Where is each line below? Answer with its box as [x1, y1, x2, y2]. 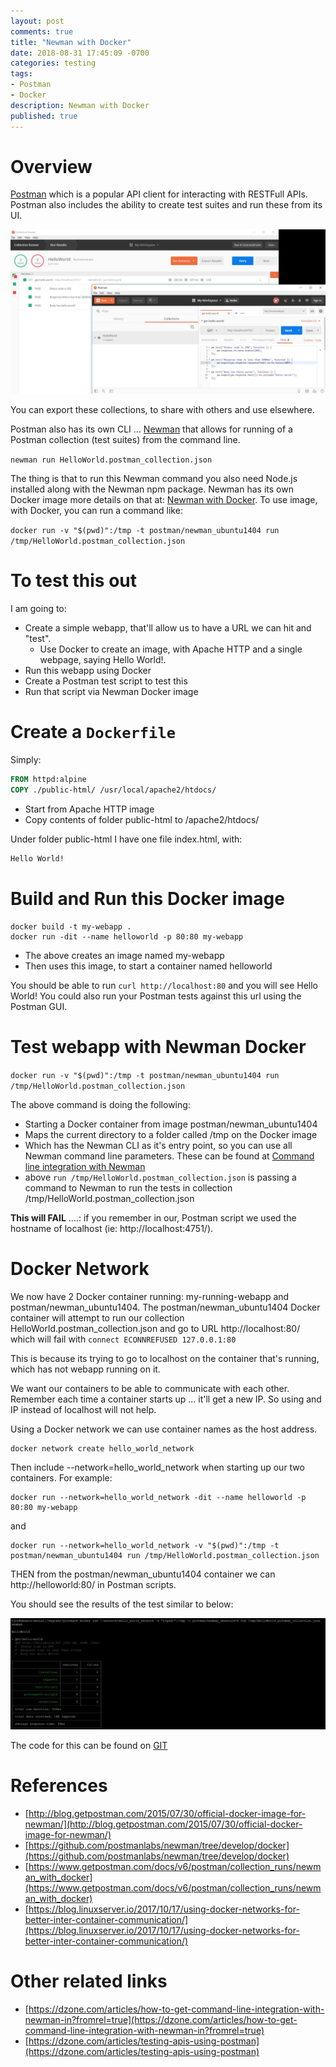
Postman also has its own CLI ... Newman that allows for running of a [10, 423, 293, 435]
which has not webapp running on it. [10, 1363, 161, 1375]
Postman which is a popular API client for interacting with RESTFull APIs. [10, 188, 308, 200]
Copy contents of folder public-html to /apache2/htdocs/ [24, 813, 260, 825]
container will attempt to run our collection [10, 1311, 185, 1324]
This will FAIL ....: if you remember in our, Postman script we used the [10, 1211, 297, 1224]
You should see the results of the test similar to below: [10, 1598, 234, 1610]
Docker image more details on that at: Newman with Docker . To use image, [10, 494, 318, 506]
